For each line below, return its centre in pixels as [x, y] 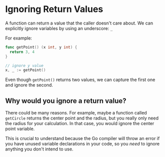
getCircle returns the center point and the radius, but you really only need [82, 118]
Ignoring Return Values [54, 9]
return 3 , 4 [22, 52]
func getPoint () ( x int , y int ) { [41, 47]
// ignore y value [24, 65]
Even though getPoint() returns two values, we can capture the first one [80, 80]
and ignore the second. [29, 85]
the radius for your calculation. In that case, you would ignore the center [80, 123]
